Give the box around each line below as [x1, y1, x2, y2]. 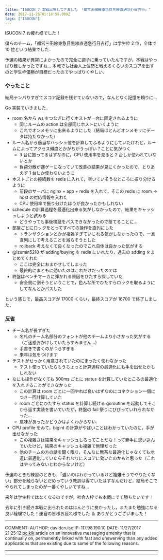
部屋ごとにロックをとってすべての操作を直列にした [12, 224, 114, 230]
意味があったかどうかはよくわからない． [19, 418, 100, 424]
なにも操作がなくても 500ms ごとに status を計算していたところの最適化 [12, 376, 158, 382]
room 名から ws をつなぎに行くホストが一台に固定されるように [12, 115, 138, 121]
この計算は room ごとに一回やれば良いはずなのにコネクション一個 [19, 388, 151, 394]
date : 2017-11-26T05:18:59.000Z [5, 12, 70, 17]
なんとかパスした [28, 285, 62, 291]
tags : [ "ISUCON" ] [5, 16, 40, 21]
